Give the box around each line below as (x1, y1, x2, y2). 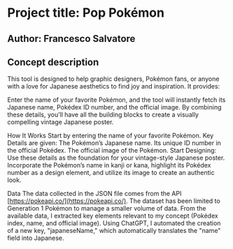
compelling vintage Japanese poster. (7, 118, 114, 126)
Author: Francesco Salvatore (7, 33, 136, 45)
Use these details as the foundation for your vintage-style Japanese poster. (7, 153, 225, 162)
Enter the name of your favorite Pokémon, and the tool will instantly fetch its (7, 96, 226, 104)
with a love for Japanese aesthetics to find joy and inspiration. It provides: (7, 82, 220, 91)
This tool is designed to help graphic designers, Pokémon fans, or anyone (7, 75, 220, 83)
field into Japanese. (7, 234, 64, 242)
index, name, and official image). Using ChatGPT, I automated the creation (7, 219, 221, 227)
